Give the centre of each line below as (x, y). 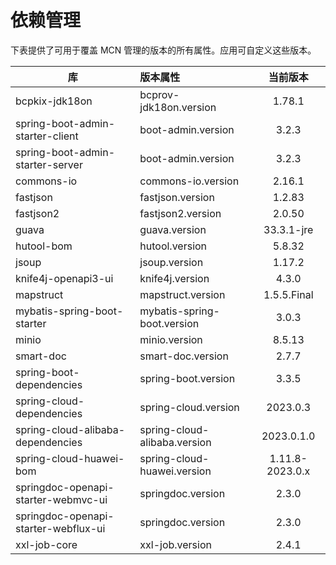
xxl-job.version (175, 544)
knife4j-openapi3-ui (64, 278)
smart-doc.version (184, 356)
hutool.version (173, 246)
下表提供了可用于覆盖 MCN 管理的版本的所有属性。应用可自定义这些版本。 (163, 50)
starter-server (49, 164)
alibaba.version (175, 442)
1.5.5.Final (288, 294)
